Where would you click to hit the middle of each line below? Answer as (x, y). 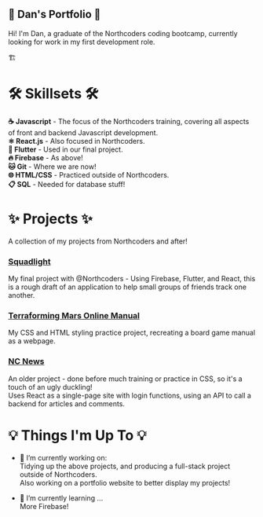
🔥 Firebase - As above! (46, 157)
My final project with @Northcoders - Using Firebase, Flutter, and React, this (132, 278)
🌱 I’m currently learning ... (61, 498)
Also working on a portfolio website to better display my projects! (125, 482)
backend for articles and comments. (67, 403)
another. (22, 295)
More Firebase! (44, 506)
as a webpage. (32, 341)
